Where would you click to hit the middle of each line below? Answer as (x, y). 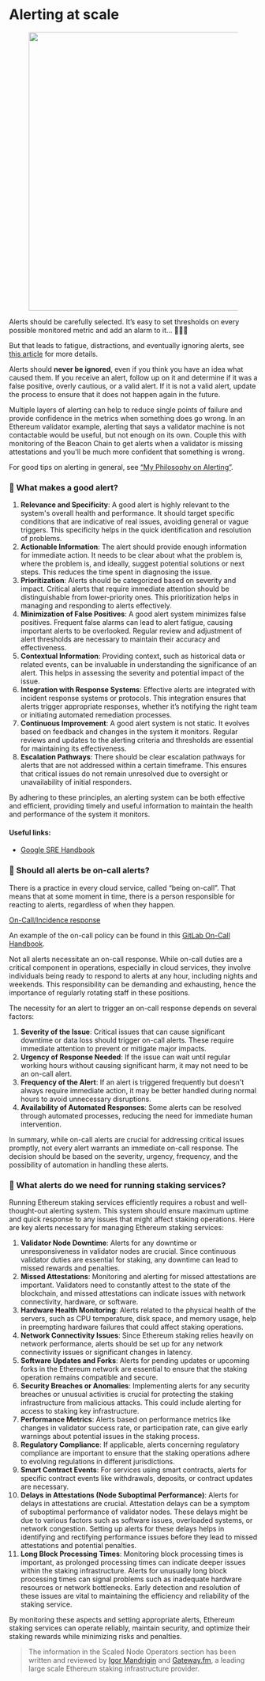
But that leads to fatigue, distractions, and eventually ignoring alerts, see (127, 345)
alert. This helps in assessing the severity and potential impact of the (132, 673)
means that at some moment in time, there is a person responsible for (122, 896)
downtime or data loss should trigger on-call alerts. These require (127, 1040)
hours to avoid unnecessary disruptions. (86, 1099)
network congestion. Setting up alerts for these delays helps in (122, 1529)
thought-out (28, 1211)
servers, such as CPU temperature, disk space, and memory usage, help (138, 1319)
